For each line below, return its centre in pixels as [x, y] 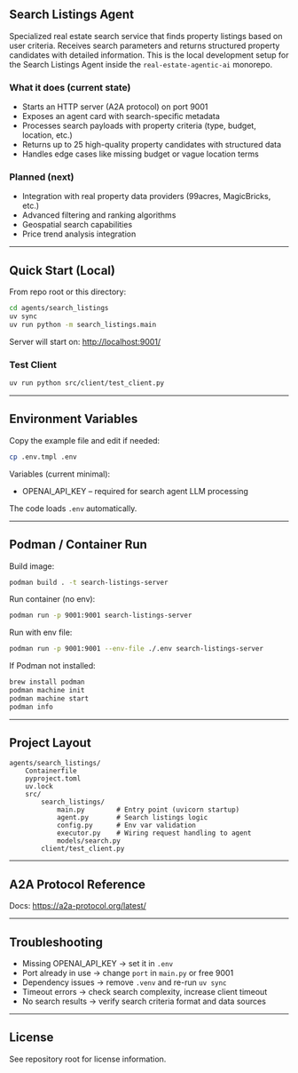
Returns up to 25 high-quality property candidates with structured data [152, 145]
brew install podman [47, 682]
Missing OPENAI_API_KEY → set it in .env [98, 964]
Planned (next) [42, 177]
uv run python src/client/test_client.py [87, 383]
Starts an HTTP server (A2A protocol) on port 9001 [115, 107]
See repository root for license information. [88, 1059]
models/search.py [89, 841]
